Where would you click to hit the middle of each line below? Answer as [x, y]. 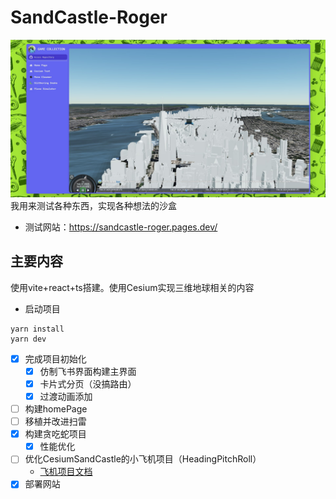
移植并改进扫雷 [55, 422]
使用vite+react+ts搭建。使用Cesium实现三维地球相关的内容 [132, 287]
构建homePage [56, 409]
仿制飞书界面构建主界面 [88, 371]
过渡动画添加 [66, 396]
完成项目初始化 [55, 358]
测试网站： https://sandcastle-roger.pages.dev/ [121, 227]
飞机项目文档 [66, 472]
